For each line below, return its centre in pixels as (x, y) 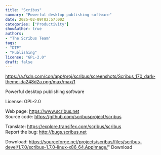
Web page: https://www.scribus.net (42, 111)
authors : (14, 34)
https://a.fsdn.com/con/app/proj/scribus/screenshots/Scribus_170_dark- (80, 76)
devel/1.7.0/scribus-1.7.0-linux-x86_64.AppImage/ (57, 147)
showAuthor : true (24, 29)
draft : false (19, 62)
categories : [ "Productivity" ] (37, 24)
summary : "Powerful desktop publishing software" (59, 15)
